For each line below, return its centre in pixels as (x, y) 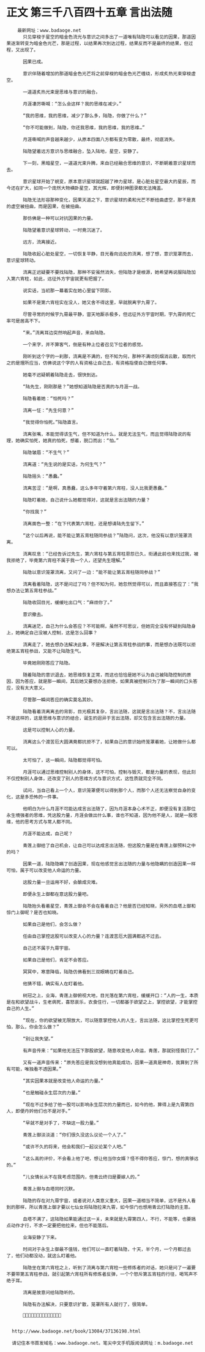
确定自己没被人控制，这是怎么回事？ (59, 633)
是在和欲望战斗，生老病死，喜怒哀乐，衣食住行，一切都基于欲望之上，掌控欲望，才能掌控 (102, 1002)
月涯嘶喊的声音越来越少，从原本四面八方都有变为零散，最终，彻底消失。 (100, 139)
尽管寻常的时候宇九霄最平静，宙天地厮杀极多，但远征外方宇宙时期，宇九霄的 (105, 314)
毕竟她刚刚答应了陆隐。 (48, 663)
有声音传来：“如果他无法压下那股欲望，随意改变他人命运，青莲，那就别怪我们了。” (111, 1051)
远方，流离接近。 (41, 242)
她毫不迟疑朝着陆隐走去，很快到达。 (61, 375)
